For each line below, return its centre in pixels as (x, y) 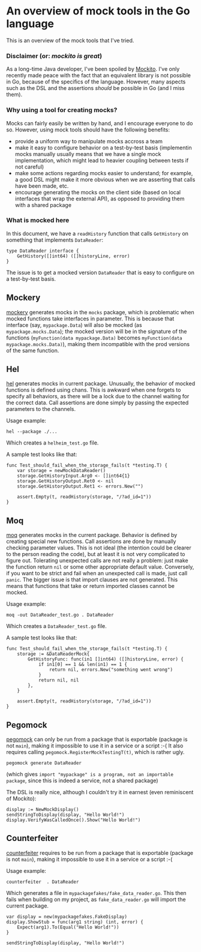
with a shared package (43, 205)
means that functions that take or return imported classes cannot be (91, 586)
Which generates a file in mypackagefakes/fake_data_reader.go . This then (97, 893)
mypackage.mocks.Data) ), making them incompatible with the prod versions (98, 344)
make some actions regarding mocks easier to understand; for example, (104, 173)
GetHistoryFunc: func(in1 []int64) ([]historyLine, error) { (106, 659)
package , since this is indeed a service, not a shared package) (82, 780)
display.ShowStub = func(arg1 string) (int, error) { (75, 922)
